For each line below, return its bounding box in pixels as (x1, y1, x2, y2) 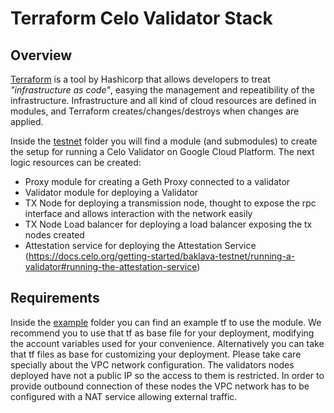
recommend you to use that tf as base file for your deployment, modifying (10, 327, 315, 339)
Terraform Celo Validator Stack (10, 7, 273, 30)
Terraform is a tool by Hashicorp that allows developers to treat (10, 73, 271, 85)
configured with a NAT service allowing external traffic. (10, 390, 238, 402)
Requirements (10, 290, 100, 307)
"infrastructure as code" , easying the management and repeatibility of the (10, 84, 316, 96)
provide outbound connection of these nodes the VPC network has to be (10, 380, 310, 392)
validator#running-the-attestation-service (24, 261, 198, 272)
